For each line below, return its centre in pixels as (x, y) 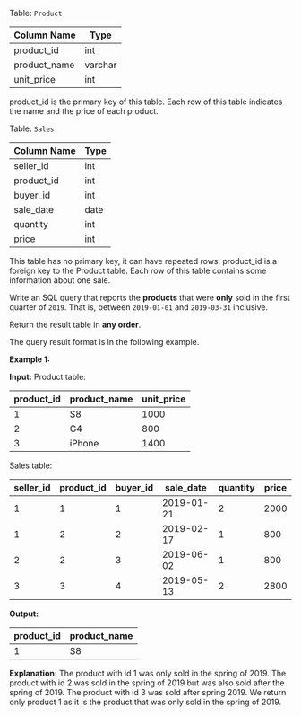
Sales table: (31, 465)
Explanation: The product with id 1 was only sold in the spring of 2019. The (148, 673)
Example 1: (30, 359)
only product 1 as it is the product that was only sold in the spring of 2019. (146, 702)
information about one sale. (60, 280)
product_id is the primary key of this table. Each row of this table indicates (146, 102)
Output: (24, 614)
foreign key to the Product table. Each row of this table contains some (138, 270)
